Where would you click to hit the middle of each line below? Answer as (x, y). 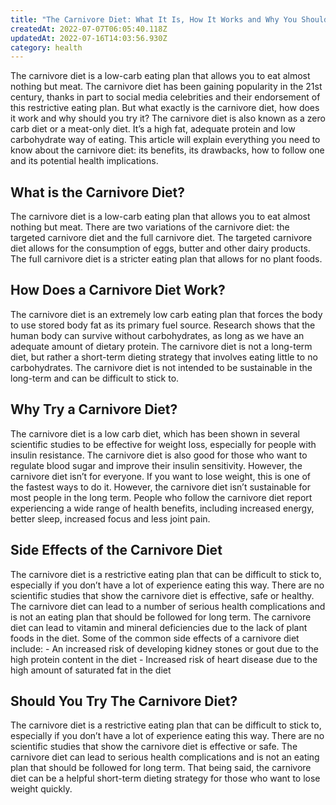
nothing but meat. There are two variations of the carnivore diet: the (150, 227)
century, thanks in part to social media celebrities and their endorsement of (165, 97)
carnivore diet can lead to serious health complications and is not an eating (165, 757)
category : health (46, 47)
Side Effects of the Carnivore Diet (116, 550)
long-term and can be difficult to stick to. (95, 378)
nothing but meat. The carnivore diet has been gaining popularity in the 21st (166, 87)
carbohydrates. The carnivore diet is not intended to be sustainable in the (161, 367)
